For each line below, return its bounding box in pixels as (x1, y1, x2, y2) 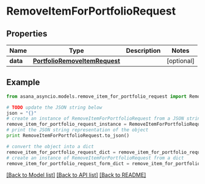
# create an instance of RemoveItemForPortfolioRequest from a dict (6, 155, 184, 161)
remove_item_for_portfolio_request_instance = (6, 121, 127, 128)
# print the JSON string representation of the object (6, 127, 149, 133)
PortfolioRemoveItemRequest (32, 56, 120, 65)
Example (6, 77, 40, 87)
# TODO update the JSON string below (6, 104, 103, 111)
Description (126, 47, 161, 55)
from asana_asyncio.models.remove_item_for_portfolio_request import (6, 93, 187, 100)
